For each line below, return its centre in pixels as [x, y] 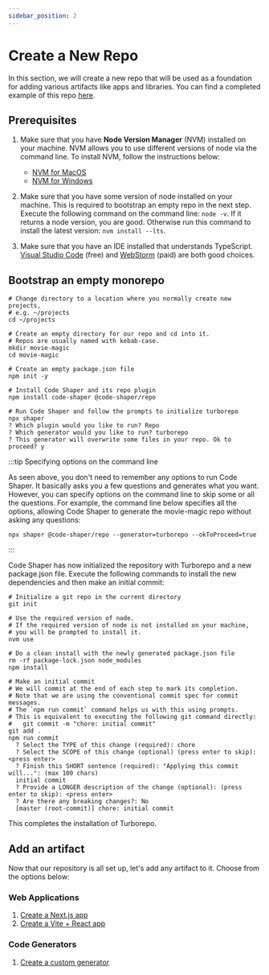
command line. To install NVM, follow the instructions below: [120, 157]
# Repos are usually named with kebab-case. [84, 341]
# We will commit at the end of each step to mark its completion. [124, 689]
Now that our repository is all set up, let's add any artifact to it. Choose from [134, 868]
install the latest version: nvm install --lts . [93, 231]
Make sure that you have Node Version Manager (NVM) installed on [133, 140]
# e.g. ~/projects [39, 313]
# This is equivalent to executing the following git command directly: [132, 717]
